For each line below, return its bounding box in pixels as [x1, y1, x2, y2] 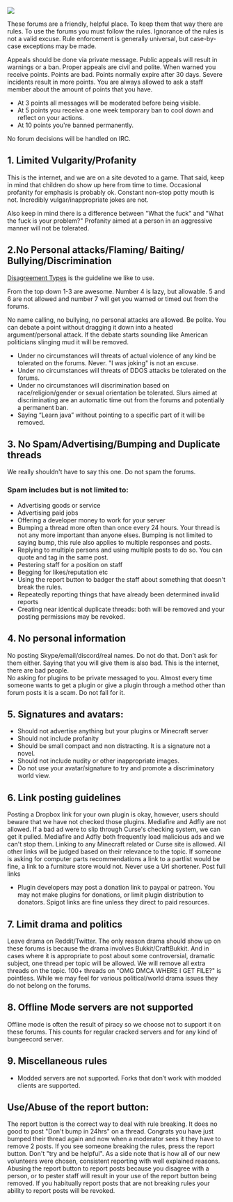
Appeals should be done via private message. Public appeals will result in [7, 56, 218, 64]
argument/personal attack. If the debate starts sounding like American [7, 330, 209, 339]
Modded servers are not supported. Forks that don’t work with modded [17, 1073, 222, 1082]
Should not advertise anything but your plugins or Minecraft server [17, 727, 209, 735]
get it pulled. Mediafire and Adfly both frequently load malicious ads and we [7, 833, 225, 841]
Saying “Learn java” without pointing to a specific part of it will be [17, 411, 205, 419]
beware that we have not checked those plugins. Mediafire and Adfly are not [7, 818, 227, 826]
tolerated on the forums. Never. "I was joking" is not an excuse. [17, 358, 198, 367]
